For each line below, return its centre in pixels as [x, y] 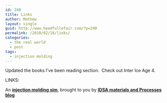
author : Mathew [21, 19]
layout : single [21, 24]
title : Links [19, 14]
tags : [11, 51]
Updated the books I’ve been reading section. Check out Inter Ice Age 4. [80, 70]
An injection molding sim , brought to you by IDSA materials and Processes [83, 90]
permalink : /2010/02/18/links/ [38, 33]
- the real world [28, 42]
